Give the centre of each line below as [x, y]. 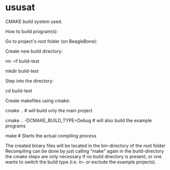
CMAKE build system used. [34, 21]
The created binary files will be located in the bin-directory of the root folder [86, 145]
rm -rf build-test [22, 61]
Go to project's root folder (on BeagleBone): [52, 41]
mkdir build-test [22, 71]
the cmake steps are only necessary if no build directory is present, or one [83, 156]
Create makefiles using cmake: [38, 101]
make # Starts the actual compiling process [51, 136]
